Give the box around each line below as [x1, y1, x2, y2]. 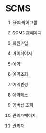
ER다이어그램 [12, 19, 37, 25]
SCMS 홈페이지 [12, 30, 42, 35]
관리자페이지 [12, 112, 36, 118]
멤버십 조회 [12, 102, 34, 108]
